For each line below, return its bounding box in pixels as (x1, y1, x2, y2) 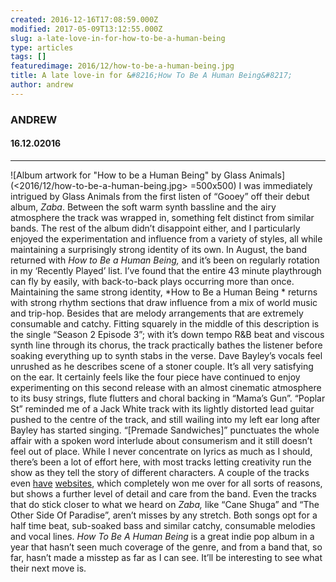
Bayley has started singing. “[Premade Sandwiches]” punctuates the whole (10, 424, 320, 436)
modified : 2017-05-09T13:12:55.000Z (10, 24, 163, 34)
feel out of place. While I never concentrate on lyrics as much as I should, (10, 445, 313, 457)
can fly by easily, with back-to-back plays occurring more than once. (10, 275, 295, 287)
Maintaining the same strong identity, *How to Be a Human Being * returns (10, 286, 318, 298)
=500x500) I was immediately (189, 179, 313, 191)
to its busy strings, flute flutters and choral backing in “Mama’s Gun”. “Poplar (10, 392, 326, 404)
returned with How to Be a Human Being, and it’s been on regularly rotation (10, 254, 320, 266)
